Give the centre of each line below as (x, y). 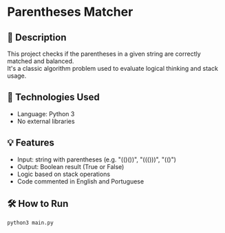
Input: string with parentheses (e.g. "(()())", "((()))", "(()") (97, 159)
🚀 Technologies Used (53, 97)
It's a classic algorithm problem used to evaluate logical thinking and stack (113, 68)
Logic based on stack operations (64, 174)
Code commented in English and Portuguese (81, 181)
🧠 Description (37, 37)
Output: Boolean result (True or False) (71, 166)
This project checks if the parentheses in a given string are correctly (104, 54)
